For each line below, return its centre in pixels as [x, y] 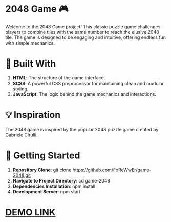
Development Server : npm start [47, 191]
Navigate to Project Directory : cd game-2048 [61, 180]
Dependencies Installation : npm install [54, 186]
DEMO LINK [30, 212]
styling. [20, 89]
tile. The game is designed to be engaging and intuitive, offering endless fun [86, 37]
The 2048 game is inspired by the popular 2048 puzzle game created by [82, 129]
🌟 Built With [31, 64]
